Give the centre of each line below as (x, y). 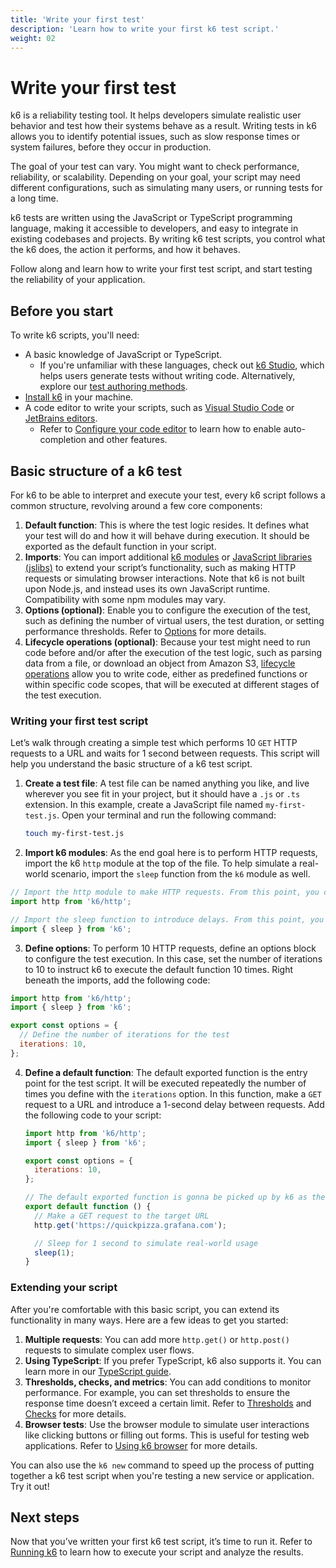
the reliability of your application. (78, 280)
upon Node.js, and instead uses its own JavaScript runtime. (147, 588)
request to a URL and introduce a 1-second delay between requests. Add (174, 1104)
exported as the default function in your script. (120, 546)
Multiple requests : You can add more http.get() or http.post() (157, 1339)
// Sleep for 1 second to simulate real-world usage (146, 1243)
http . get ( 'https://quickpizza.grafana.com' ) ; (131, 1225)
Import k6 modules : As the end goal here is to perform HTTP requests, (171, 853)
